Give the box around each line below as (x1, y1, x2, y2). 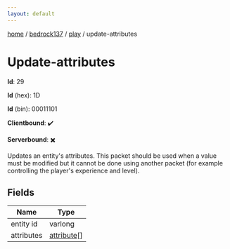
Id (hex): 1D (7, 90, 41, 99)
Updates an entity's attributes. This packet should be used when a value (7, 152, 217, 160)
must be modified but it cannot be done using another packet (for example (7, 159, 224, 167)
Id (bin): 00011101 (7, 105, 58, 113)
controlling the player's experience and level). (7, 166, 140, 175)
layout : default (7, 10, 55, 18)
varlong (49, 219, 75, 229)
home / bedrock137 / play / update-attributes (7, 29, 138, 38)
